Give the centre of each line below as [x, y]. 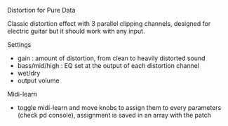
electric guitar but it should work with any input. [76, 31]
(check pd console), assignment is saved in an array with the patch [114, 115]
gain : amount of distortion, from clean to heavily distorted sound [111, 58]
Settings [19, 44]
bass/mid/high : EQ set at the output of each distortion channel [108, 65]
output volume [38, 80]
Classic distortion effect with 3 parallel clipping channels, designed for [109, 23]
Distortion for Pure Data [41, 10]
